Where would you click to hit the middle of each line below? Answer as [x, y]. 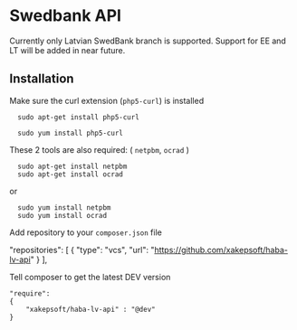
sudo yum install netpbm [64, 207]
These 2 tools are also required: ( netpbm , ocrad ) [100, 149]
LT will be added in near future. [67, 50]
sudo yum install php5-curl [71, 133]
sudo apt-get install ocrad [71, 174]
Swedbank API [66, 16]
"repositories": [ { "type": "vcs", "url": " [82, 250]
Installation [42, 79]
